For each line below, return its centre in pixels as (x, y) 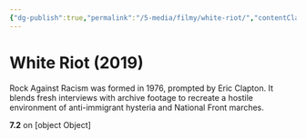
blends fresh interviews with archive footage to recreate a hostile (131, 97)
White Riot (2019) (76, 62)
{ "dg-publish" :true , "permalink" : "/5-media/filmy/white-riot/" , (132, 18)
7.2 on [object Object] (50, 124)
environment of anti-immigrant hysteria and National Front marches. (137, 107)
